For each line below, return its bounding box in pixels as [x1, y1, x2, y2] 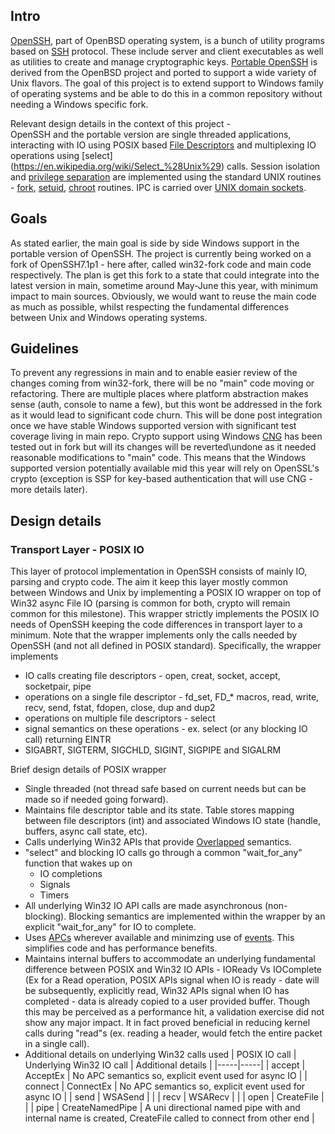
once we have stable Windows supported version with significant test [10, 420, 297, 432]
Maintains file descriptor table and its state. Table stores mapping [24, 804, 295, 816]
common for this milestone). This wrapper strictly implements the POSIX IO [10, 608, 320, 620]
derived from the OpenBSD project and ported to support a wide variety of [10, 66, 317, 78]
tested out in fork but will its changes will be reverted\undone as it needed [10, 441, 317, 453]
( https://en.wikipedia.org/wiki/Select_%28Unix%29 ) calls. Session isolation [10, 160, 321, 172]
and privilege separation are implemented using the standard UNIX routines [10, 170, 322, 183]
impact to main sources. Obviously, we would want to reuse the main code [10, 290, 317, 302]
